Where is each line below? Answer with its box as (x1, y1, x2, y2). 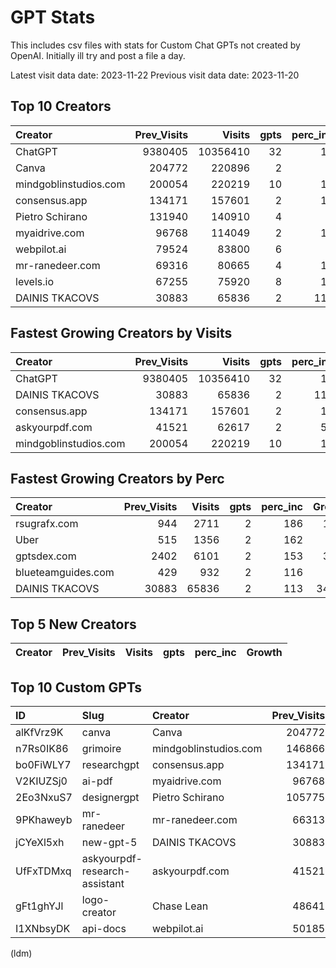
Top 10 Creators (10, 98, 112, 115)
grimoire (81, 742, 122, 755)
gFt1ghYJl (15, 899, 64, 913)
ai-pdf (81, 774, 113, 788)
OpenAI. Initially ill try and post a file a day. (10, 49, 186, 61)
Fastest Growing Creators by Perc (10, 470, 225, 487)
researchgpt (81, 758, 140, 771)
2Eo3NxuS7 (15, 791, 73, 804)
